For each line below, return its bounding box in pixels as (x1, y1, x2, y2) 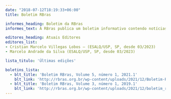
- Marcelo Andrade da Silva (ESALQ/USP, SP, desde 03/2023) (5, 49, 136, 54)
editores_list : (5, 40, 38, 45)
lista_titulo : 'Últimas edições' (5, 58, 76, 63)
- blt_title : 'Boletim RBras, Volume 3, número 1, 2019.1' (10, 81, 138, 86)
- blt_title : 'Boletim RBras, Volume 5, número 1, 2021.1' (10, 72, 138, 77)
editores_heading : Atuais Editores (5, 35, 81, 40)
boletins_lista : (5, 67, 40, 72)
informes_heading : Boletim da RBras (5, 21, 83, 26)
